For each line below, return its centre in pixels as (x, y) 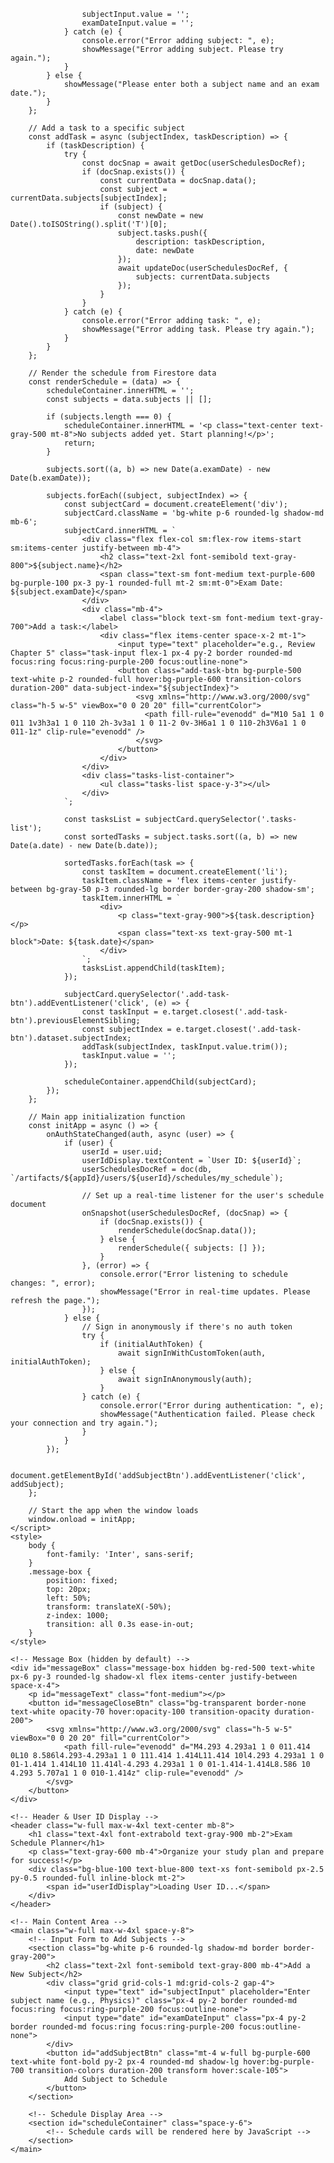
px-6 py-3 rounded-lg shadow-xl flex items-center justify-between (154, 1677)
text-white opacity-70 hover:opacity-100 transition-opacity (140, 1712)
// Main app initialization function (107, 1117)
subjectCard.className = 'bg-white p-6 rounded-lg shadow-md (194, 513)
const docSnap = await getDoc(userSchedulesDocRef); (194, 163)
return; (80, 443)
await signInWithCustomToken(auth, (192, 1353)
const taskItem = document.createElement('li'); (184, 872)
